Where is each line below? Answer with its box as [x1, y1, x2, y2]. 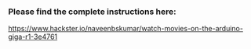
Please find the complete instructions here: [8, 6, 176, 17]
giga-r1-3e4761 [8, 32, 58, 41]
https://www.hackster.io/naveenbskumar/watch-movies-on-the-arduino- [8, 24, 243, 33]
